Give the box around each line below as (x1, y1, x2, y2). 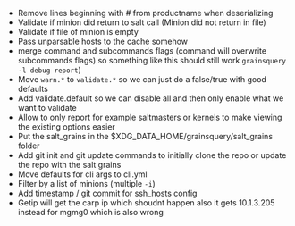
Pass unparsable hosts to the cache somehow (17, 36, 189, 46)
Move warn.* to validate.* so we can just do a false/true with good (17, 74, 266, 84)
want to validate (17, 103, 78, 113)
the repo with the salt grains (17, 160, 122, 170)
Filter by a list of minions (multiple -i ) (17, 179, 156, 188)
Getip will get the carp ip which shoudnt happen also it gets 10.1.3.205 (17, 197, 275, 208)
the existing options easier (17, 121, 116, 132)
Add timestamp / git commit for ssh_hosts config (17, 188, 198, 198)
